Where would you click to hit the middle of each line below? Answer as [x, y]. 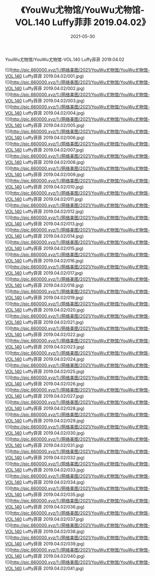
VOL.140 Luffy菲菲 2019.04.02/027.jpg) [45, 396]
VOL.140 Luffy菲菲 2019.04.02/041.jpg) [45, 568]
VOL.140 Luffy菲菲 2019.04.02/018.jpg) [45, 285]
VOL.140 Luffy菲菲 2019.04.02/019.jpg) [45, 297]
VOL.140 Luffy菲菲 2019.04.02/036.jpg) [45, 507]
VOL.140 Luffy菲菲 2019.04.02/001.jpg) [45, 76]
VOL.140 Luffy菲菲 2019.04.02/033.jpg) [45, 470]
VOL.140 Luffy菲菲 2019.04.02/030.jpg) [45, 433]
